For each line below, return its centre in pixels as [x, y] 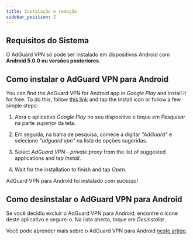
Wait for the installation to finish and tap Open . [70, 169]
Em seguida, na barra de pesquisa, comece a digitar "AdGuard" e [93, 134]
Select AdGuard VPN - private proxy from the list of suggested [90, 152]
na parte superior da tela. [45, 123]
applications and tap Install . [48, 158]
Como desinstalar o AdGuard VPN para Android [94, 199]
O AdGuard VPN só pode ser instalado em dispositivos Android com [88, 55]
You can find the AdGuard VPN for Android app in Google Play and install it [96, 93]
